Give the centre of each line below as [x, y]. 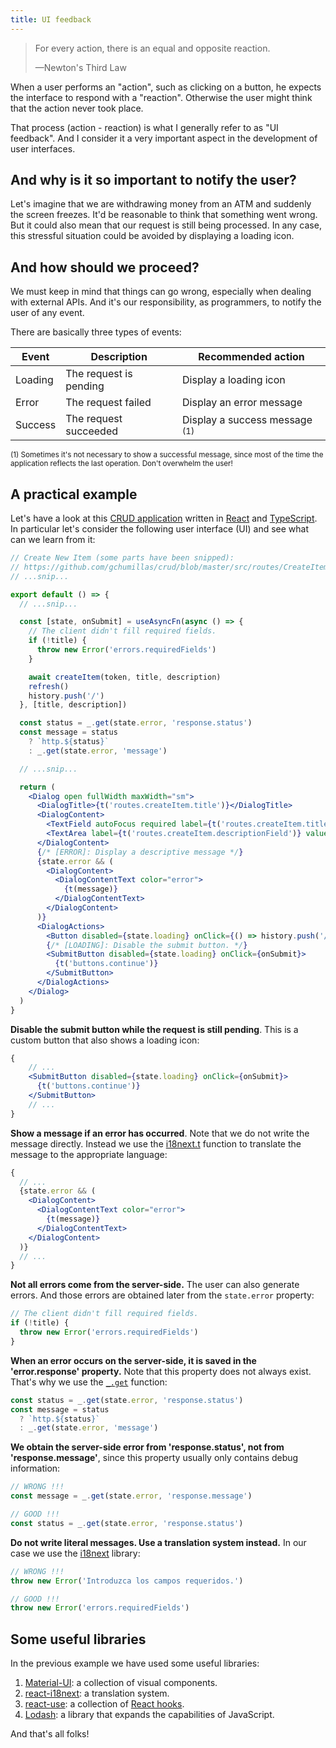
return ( [37, 787]
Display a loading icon [234, 380]
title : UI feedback [51, 19]
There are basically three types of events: [96, 332]
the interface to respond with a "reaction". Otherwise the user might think [161, 97]
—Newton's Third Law [80, 67]
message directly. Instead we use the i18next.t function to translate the [156, 1143]
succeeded [91, 431]
